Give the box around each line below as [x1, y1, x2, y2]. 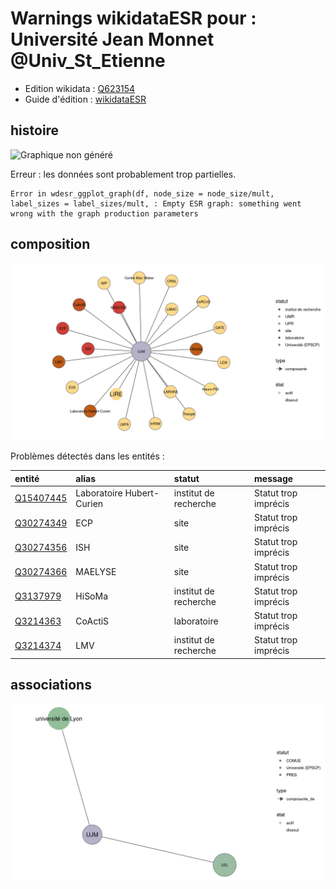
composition [10, 236, 91, 253]
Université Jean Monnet [10, 28, 215, 51]
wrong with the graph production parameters [10, 208, 199, 219]
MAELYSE [75, 566, 117, 578]
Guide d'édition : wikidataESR [24, 93, 147, 105]
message [254, 472, 294, 484]
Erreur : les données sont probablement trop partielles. [10, 168, 237, 180]
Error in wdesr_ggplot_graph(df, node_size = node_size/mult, [10, 188, 275, 199]
